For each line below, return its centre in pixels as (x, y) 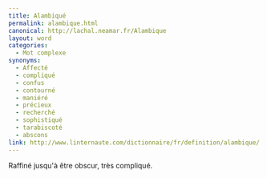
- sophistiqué (39, 120)
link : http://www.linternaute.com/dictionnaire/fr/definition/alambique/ (134, 142)
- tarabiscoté (39, 127)
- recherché (36, 113)
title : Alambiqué (37, 16)
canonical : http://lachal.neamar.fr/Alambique (87, 30)
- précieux (34, 105)
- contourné (36, 90)
